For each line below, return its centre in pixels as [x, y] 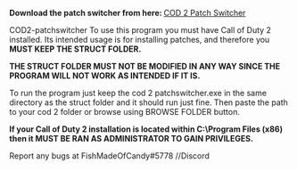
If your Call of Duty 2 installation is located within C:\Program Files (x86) [146, 129]
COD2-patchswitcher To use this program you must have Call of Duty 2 [140, 30]
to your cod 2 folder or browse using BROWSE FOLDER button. [125, 112]
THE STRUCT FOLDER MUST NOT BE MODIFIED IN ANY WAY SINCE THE [145, 66]
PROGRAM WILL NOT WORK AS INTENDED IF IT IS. [105, 76]
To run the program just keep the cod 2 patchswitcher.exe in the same [138, 93]
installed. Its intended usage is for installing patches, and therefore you [140, 40]
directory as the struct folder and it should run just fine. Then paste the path [148, 102]
